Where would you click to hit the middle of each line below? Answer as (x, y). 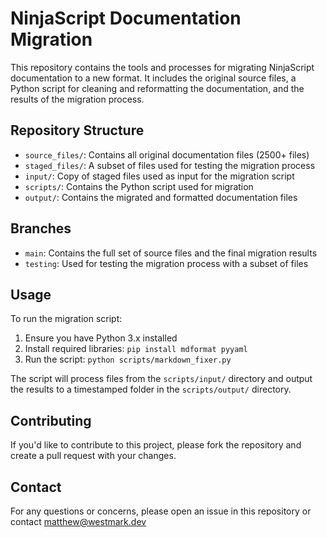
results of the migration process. (77, 99)
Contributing (51, 420)
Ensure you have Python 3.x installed (101, 338)
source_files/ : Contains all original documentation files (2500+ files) (167, 154)
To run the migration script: (66, 319)
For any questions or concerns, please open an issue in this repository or (161, 511)
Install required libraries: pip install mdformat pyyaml (136, 349)
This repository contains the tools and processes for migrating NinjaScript (162, 67)
